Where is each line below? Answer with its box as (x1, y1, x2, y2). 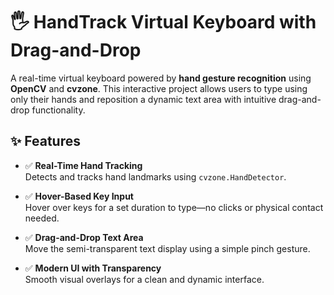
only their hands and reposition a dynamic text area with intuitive (10, 93, 277, 105)
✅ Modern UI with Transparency (24, 262, 162, 274)
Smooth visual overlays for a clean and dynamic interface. (24, 273, 265, 285)
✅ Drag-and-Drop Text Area (24, 231, 144, 243)
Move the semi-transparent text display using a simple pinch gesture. (24, 242, 311, 254)
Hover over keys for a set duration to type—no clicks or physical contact (24, 201, 324, 213)
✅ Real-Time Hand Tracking (24, 159, 143, 171)
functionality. (31, 104, 86, 116)
